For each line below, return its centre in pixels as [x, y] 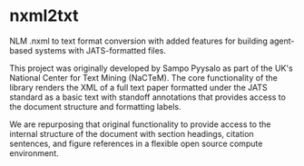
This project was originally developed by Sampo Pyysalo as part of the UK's [151, 68]
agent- [282, 41]
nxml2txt [44, 16]
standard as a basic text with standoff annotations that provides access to [147, 97]
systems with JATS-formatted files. [100, 50]
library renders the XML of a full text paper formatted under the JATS [138, 87]
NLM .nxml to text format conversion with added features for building [138, 41]
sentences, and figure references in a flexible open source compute [136, 143]
